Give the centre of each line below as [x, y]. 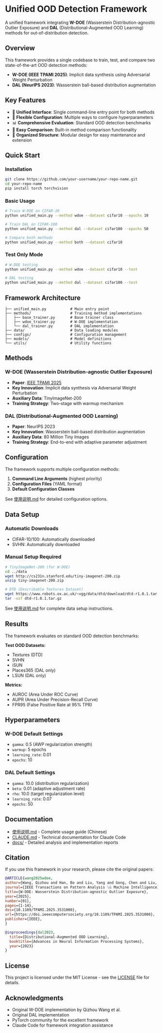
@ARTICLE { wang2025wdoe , [29, 878]
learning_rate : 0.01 [32, 755]
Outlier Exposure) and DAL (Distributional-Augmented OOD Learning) [74, 27]
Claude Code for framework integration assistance [63, 1025]
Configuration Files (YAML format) [47, 484]
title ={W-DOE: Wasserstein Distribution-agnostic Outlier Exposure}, [77, 892]
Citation [17, 857]
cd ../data [16, 571]
